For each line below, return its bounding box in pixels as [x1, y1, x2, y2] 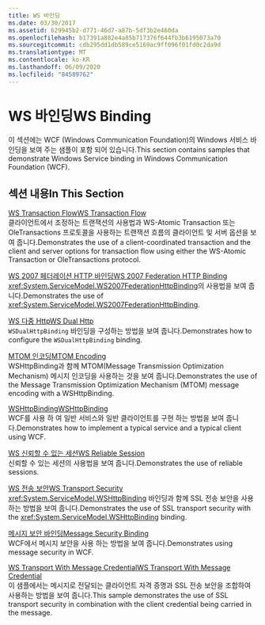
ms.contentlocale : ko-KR [8, 56, 90, 64]
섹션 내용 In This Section [8, 187, 124, 200]
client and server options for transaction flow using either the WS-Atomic [8, 246, 247, 256]
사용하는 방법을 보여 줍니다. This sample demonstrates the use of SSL [8, 591, 229, 600]
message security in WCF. [8, 547, 94, 557]
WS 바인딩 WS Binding [8, 107, 152, 125]
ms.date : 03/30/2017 [8, 19, 77, 27]
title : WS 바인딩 [8, 11, 61, 20]
